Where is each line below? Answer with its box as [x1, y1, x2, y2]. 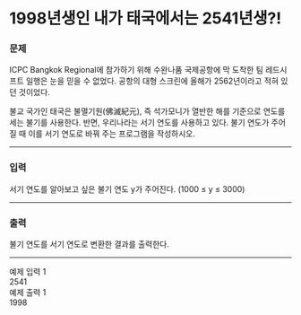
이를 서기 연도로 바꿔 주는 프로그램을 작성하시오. [28, 128, 195, 139]
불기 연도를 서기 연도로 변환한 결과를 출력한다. [9, 239, 170, 249]
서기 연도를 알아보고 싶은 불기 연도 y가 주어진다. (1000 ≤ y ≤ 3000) [9, 183, 245, 194]
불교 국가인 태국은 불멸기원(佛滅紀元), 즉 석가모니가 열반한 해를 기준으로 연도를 [9, 106, 286, 117]
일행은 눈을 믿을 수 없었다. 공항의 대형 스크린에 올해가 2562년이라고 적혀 [25, 75, 279, 86]
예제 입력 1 [9, 267, 47, 277]
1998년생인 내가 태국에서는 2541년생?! [9, 8, 282, 29]
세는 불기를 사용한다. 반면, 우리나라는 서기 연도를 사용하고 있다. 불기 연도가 [9, 118, 270, 128]
